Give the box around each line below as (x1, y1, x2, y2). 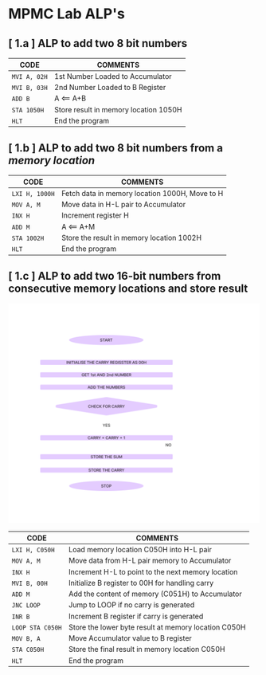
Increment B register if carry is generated (68, 611, 204, 621)
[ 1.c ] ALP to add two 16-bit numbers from (8, 269, 221, 283)
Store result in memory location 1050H (54, 104, 182, 114)
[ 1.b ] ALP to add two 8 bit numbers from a (8, 141, 223, 155)
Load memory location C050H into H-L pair (68, 545, 213, 555)
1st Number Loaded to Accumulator (54, 71, 173, 80)
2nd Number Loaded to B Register (54, 83, 166, 92)
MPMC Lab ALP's (8, 5, 125, 23)
